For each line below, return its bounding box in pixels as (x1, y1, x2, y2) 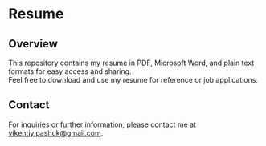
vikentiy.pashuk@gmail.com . (8, 128, 104, 137)
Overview (8, 37, 59, 51)
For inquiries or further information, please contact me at (8, 120, 197, 129)
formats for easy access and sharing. (8, 67, 132, 76)
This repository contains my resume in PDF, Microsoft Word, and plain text (8, 58, 255, 67)
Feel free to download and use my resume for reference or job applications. (8, 75, 259, 84)
